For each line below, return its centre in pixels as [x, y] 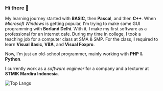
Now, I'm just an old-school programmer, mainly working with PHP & [74, 54]
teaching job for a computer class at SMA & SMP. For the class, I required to [81, 39]
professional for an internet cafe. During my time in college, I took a [73, 34]
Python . [13, 59]
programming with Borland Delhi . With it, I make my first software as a [76, 29]
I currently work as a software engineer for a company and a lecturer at [77, 68]
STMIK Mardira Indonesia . [32, 74]
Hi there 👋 [17, 8]
